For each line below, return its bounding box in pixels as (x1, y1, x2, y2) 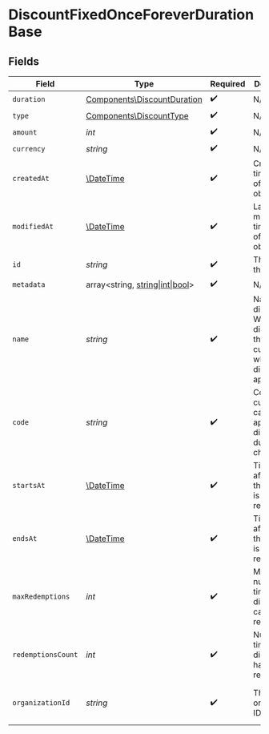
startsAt (12, 481, 46, 490)
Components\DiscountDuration (85, 94, 203, 105)
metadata (12, 280, 46, 289)
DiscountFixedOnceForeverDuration (8, 6, 255, 24)
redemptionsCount (12, 651, 78, 659)
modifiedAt (12, 222, 54, 231)
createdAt (12, 174, 50, 183)
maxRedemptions (12, 592, 70, 601)
